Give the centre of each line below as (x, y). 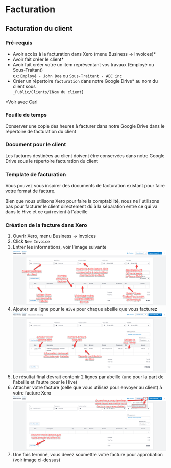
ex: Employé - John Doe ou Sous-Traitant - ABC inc (67, 76)
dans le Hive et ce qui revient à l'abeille (46, 212)
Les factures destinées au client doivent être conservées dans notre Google (85, 156)
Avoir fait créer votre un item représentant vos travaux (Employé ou (83, 64)
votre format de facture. (30, 191)
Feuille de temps (26, 115)
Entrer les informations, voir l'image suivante (59, 247)
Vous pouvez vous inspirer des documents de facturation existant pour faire (85, 185)
